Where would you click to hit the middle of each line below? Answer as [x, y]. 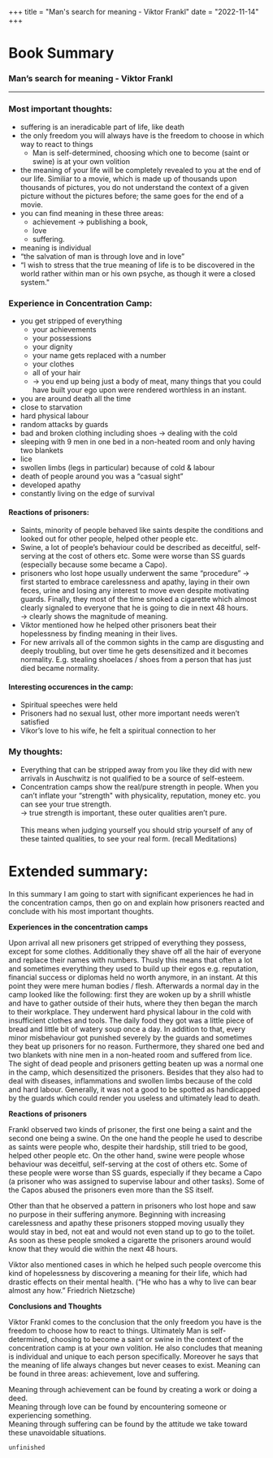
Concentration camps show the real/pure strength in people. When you [139, 786]
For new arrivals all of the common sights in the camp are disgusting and [142, 642]
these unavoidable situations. [58, 1432]
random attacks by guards [64, 425]
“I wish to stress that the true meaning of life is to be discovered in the [137, 265]
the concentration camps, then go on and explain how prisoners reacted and [136, 902]
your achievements [64, 330]
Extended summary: [78, 871]
